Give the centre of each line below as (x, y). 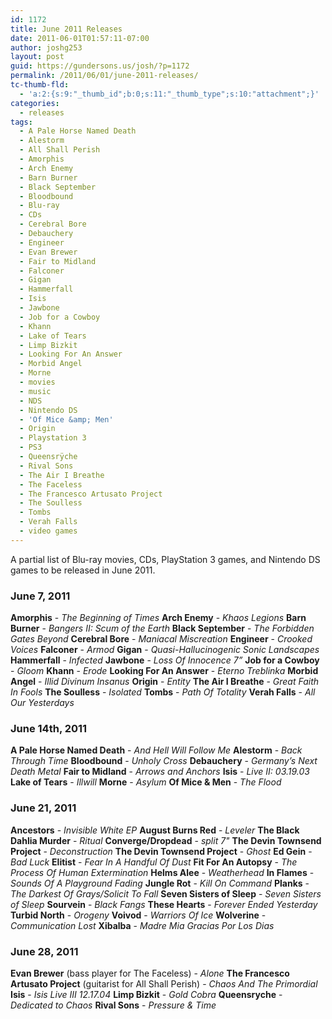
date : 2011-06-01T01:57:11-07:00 (80, 38)
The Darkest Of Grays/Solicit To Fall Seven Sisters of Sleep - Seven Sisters (166, 893)
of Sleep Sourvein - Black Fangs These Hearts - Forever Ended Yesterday (164, 904)
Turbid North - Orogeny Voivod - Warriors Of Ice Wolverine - (138, 915)
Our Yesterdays (42, 703)
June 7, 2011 (40, 596)
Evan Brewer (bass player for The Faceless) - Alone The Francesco (150, 973)
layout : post (37, 57)
